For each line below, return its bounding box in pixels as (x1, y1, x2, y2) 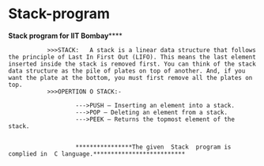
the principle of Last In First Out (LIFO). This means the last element (8, 53, 257, 61)
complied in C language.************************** (8, 149, 186, 158)
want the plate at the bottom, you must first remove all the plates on (8, 74, 253, 81)
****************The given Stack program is (75, 143, 232, 151)
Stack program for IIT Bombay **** (8, 31, 123, 40)
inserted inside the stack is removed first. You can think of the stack (8, 60, 257, 68)
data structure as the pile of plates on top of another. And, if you (8, 66, 246, 75)
